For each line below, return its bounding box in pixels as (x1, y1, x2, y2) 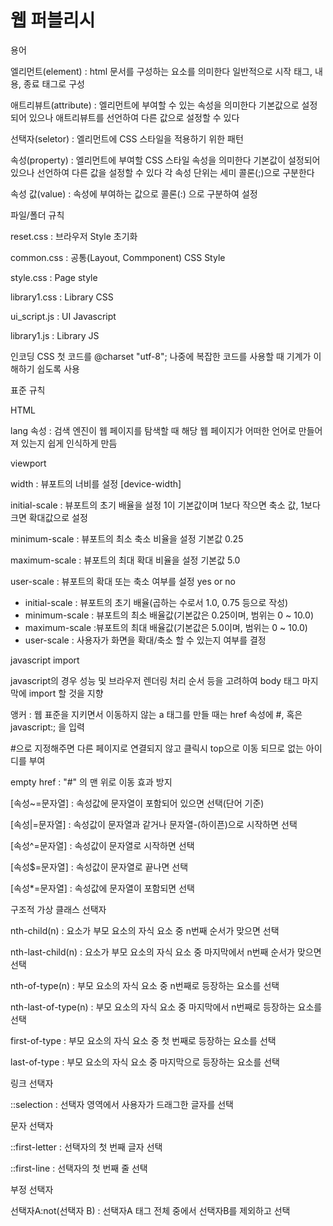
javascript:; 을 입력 (10, 721, 85, 733)
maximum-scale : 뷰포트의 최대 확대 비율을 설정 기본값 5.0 (10, 554, 241, 566)
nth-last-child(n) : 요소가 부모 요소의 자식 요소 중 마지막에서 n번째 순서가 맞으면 (10, 946, 322, 958)
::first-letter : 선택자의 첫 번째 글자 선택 (10, 1141, 163, 1153)
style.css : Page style (10, 271, 98, 283)
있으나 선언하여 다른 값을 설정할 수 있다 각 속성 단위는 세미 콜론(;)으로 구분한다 (10, 166, 315, 178)
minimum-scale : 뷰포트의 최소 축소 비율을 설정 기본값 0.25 (10, 532, 244, 545)
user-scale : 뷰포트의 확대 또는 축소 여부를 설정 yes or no (10, 575, 237, 587)
